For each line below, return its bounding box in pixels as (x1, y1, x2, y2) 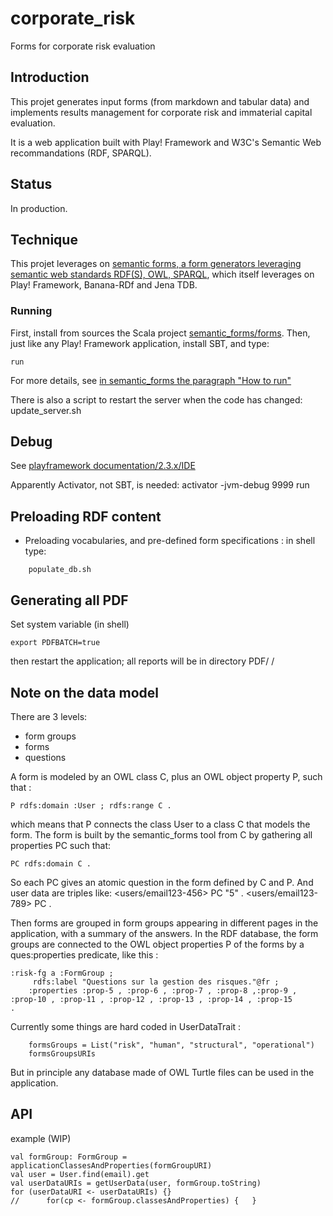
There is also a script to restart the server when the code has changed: (10, 393, 303, 406)
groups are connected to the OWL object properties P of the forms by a (10, 938, 305, 950)
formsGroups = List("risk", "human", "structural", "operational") (28, 1040, 315, 1050)
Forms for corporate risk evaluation (10, 40, 156, 52)
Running (10, 304, 53, 318)
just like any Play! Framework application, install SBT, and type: (10, 337, 270, 349)
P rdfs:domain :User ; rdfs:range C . (10, 800, 172, 811)
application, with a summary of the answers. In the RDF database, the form (10, 927, 319, 939)
